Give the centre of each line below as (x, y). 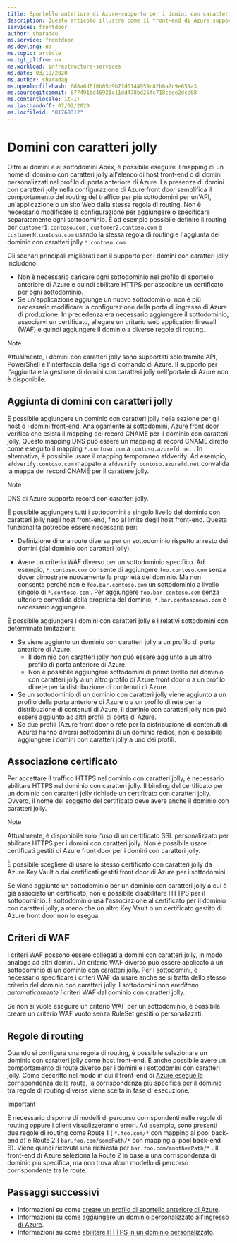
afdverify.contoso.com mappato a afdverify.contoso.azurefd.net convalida (119, 463)
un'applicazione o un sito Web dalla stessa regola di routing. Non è (104, 204)
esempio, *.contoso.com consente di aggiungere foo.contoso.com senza (122, 569)
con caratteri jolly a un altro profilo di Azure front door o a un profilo (127, 679)
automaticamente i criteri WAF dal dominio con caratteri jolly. (96, 992)
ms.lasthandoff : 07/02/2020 (49, 106)
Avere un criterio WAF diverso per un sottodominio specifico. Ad (111, 561)
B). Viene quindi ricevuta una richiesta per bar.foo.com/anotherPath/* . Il (113, 1148)
